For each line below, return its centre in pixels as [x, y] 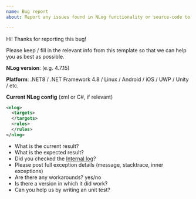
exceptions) [29, 171]
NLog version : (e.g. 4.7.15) [38, 68]
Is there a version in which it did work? [61, 183]
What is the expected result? [49, 152]
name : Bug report [27, 11]
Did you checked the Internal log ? [55, 158]
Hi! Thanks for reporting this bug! [46, 39]
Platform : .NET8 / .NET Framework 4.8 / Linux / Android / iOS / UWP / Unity [97, 79]
